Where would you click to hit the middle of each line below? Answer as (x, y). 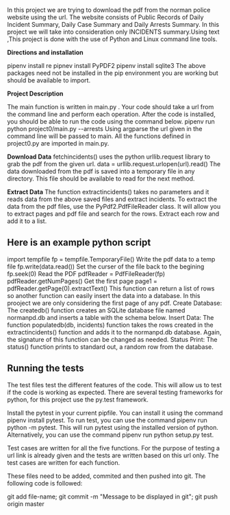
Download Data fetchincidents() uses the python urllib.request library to (109, 157)
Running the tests (46, 368)
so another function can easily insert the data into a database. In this (104, 295)
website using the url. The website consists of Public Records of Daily (105, 17)
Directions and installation (45, 52)
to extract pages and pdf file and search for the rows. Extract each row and (113, 214)
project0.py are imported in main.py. (58, 143)
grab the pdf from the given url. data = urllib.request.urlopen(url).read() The (114, 164)
